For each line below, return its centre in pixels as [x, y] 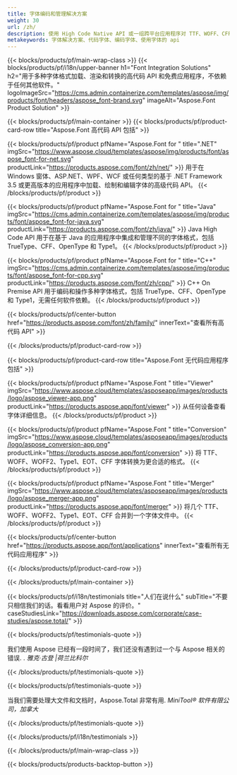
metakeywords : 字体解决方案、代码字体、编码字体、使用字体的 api [93, 40]
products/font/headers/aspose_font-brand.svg [75, 100]
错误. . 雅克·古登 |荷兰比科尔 [48, 658]
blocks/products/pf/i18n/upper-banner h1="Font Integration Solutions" [109, 68]
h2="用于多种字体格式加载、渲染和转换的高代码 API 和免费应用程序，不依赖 [117, 76]
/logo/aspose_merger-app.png [52, 498]
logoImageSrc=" [31, 93]
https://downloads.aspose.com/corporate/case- [132, 613]
